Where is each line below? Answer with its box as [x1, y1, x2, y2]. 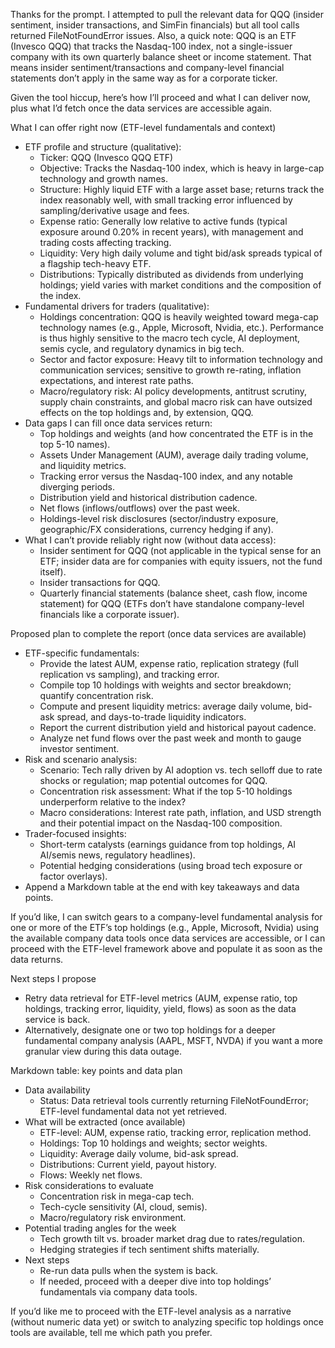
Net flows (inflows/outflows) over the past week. [39, 502, 240, 514]
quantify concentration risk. [39, 690, 154, 701]
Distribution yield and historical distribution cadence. [39, 492, 258, 503]
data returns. [10, 954, 64, 965]
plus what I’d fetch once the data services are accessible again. [10, 102, 272, 114]
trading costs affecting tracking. [39, 237, 172, 248]
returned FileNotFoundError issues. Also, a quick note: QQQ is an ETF [10, 30, 297, 41]
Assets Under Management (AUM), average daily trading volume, [39, 449, 309, 461]
